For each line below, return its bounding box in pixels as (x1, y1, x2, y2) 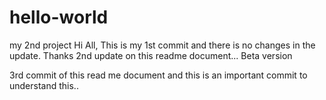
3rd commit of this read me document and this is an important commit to (9, 69, 308, 81)
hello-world (9, 6, 109, 29)
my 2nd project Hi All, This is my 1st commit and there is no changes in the (9, 39, 316, 51)
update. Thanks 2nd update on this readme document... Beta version (9, 49, 293, 61)
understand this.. (9, 79, 79, 91)
